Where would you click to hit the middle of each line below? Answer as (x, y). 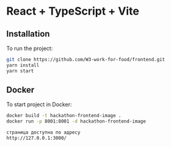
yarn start (20, 71)
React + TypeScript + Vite (73, 11)
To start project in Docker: (39, 104)
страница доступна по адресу (43, 132)
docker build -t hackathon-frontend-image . (64, 116)
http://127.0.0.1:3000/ (37, 138)
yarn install (23, 65)
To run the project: (30, 48)
